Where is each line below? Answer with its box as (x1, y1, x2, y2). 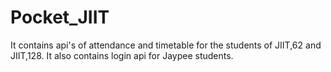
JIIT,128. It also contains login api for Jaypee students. (10, 49, 234, 61)
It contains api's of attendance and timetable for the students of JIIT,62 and (10, 39, 322, 51)
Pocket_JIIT (10, 6, 110, 29)
